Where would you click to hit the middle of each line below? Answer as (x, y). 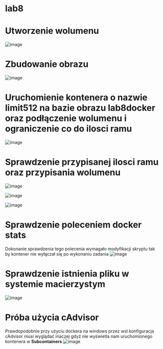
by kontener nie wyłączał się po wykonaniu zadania (57, 254)
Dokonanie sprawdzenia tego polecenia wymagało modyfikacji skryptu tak (80, 249)
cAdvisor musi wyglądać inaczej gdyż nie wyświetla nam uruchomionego (79, 336)
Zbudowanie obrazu (47, 64)
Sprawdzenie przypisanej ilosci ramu (82, 162)
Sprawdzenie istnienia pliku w (67, 274)
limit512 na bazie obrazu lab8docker (80, 108)
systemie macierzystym (55, 284)
